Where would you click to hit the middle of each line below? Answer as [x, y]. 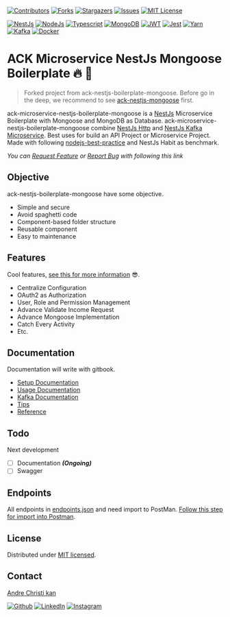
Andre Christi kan [32, 592]
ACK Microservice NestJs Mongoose [115, 59]
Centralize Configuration [52, 287]
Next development [33, 450]
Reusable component [47, 229]
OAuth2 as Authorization [52, 295]
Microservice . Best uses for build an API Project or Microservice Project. [109, 135]
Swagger [30, 471]
